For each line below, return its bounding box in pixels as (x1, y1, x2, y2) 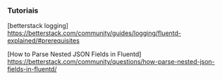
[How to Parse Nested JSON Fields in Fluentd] (7, 50, 142, 58)
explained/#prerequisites (7, 36, 80, 45)
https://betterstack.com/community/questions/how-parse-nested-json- (7, 58, 215, 66)
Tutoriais (7, 6, 39, 15)
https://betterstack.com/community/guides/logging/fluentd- (7, 29, 182, 37)
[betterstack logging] (7, 22, 69, 30)
